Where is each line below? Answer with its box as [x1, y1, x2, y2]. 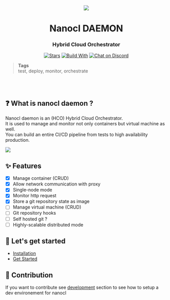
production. [5, 137, 30, 143]
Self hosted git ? [12, 216, 48, 222]
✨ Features [5, 161, 42, 170]
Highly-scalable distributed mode [12, 221, 84, 228]
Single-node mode [12, 187, 52, 193]
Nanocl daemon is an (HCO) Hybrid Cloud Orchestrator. [5, 115, 123, 121]
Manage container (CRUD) [12, 175, 69, 181]
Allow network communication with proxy [12, 181, 101, 187]
